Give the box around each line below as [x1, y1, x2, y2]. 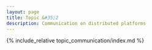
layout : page [6, 9, 40, 15]
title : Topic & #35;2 [6, 15, 59, 21]
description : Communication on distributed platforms [6, 20, 147, 26]
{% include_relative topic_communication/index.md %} [6, 37, 145, 45]
